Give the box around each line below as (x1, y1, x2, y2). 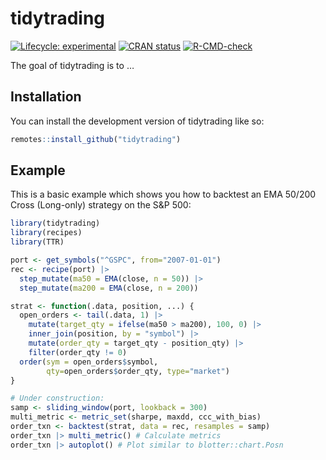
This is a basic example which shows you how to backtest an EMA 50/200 (10, 188, 317, 201)
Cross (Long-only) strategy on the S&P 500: (10, 199, 192, 211)
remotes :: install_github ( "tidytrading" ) (10, 134, 182, 144)
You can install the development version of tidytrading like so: (10, 115, 265, 127)
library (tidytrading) (10, 218, 101, 229)
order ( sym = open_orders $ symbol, (19, 357, 159, 367)
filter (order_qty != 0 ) (28, 347, 128, 357)
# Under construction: (10, 393, 105, 404)
